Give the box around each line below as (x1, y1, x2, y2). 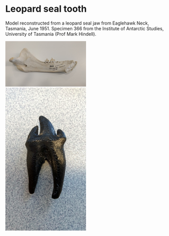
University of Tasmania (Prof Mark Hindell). (5, 31, 96, 37)
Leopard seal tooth (5, 3, 87, 15)
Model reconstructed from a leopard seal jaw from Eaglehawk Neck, (5, 20, 150, 26)
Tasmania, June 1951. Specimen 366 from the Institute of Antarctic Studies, (5, 25, 164, 31)
